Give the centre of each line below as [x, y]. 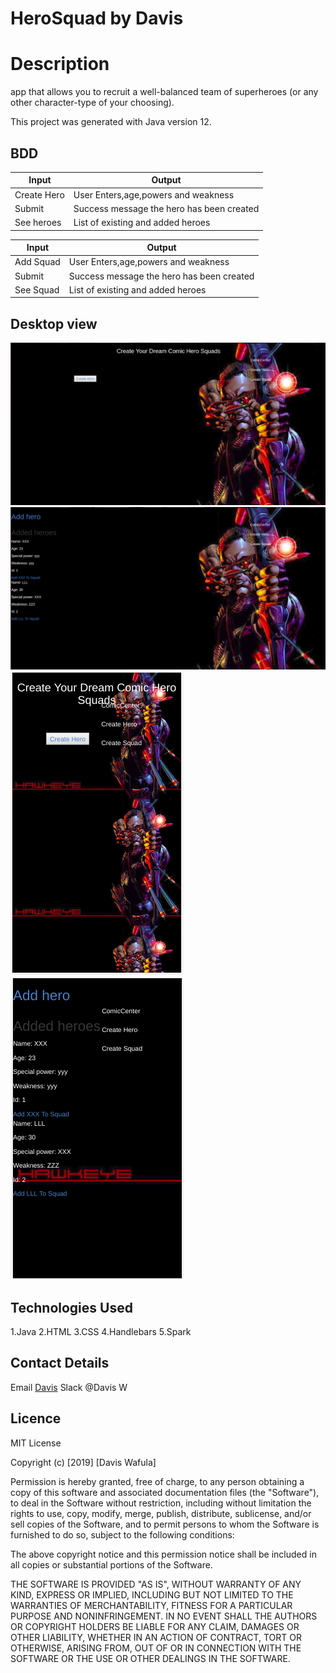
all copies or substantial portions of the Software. [111, 1564]
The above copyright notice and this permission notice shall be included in [163, 1554]
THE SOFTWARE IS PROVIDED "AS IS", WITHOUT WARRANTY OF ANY [156, 1584]
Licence [36, 1418]
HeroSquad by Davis [97, 18]
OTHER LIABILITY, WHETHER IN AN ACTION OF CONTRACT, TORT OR [156, 1637]
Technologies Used [71, 1307]
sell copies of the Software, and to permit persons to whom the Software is [165, 1524]
